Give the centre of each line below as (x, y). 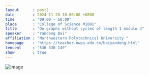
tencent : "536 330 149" (36, 48)
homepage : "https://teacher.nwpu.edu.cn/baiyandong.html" (72, 43)
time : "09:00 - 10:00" (38, 19)
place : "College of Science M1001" (51, 24)
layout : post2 (27, 10)
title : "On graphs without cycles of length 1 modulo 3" (75, 29)
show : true (26, 52)
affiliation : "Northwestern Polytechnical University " (67, 39)
